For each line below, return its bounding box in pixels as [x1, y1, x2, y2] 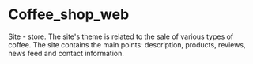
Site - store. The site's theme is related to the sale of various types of [8, 32, 234, 41]
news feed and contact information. [8, 48, 125, 58]
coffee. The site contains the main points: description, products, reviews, [8, 40, 246, 49]
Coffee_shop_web [8, 6, 130, 24]
